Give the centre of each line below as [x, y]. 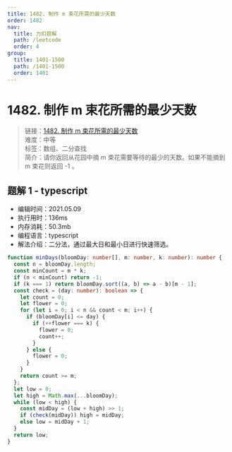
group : [17, 54]
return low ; [31, 435]
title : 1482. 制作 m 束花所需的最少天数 [62, 14]
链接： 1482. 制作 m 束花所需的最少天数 [81, 131]
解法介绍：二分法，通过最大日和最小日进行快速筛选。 [95, 244]
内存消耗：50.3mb [44, 227]
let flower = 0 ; [44, 304]
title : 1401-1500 [39, 60]
